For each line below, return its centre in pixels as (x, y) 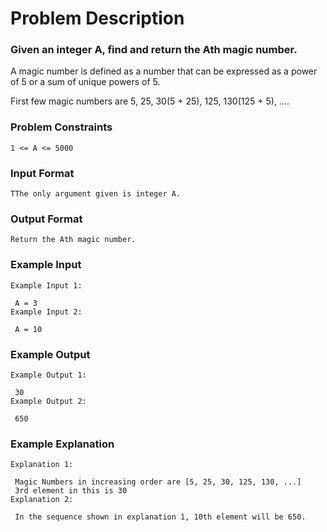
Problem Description (97, 18)
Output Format (46, 219)
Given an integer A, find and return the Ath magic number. (154, 50)
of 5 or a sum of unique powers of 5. (85, 82)
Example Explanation (62, 444)
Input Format (42, 173)
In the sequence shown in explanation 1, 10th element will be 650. (160, 517)
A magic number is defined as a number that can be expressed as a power (164, 71)
